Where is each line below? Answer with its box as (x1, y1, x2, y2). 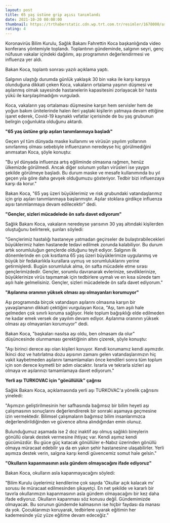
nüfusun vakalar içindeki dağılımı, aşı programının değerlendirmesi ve (5, 51, 150, 57)
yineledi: (5, 393, 23, 399)
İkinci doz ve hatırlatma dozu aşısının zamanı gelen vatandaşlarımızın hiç (5, 352, 156, 358)
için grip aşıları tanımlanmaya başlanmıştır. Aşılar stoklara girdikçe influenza (5, 196, 162, 202)
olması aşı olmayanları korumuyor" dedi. (5, 321, 89, 327)
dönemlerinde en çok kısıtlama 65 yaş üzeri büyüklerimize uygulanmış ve (5, 252, 158, 258)
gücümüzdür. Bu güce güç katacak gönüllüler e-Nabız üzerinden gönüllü (5, 440, 157, 446)
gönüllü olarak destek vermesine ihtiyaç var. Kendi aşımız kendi (5, 434, 138, 440)
